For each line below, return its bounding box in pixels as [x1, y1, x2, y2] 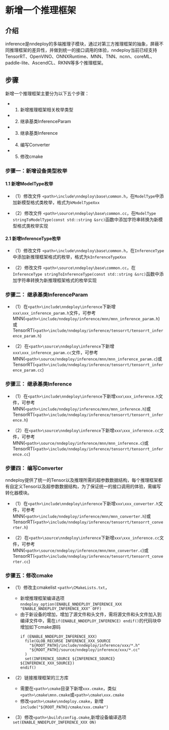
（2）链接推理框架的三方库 [12, 675, 69, 681]
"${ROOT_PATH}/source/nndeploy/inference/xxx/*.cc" [29, 647, 140, 652]
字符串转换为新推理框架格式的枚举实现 [17, 277, 97, 284]
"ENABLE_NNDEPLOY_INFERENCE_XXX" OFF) [20, 606, 102, 611]
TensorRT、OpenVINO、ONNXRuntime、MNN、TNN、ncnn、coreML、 [5, 54, 155, 59]
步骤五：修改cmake [5, 572, 53, 579]
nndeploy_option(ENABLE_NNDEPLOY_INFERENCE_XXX [20, 602, 122, 607]
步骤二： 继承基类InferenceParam [5, 291, 88, 298]
